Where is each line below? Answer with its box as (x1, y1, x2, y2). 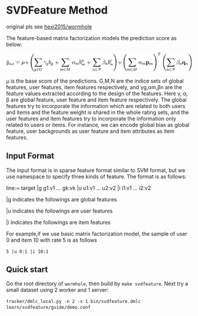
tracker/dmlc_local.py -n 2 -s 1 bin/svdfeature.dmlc (6, 299, 141, 305)
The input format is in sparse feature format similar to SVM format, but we (6, 167, 186, 174)
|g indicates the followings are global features (6, 196, 117, 203)
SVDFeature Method (6, 4, 108, 17)
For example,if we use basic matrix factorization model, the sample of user (6, 230, 187, 237)
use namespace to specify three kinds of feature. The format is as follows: (6, 172, 187, 180)
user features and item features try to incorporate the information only (6, 115, 177, 122)
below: (6, 41, 22, 48)
